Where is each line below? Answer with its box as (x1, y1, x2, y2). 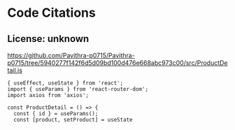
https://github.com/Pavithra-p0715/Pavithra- (7, 51, 135, 59)
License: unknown (7, 33, 90, 45)
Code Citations (7, 5, 96, 21)
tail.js (7, 66, 23, 74)
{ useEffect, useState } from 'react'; (7, 80, 124, 87)
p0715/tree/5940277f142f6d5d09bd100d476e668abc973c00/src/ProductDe (7, 59, 229, 67)
